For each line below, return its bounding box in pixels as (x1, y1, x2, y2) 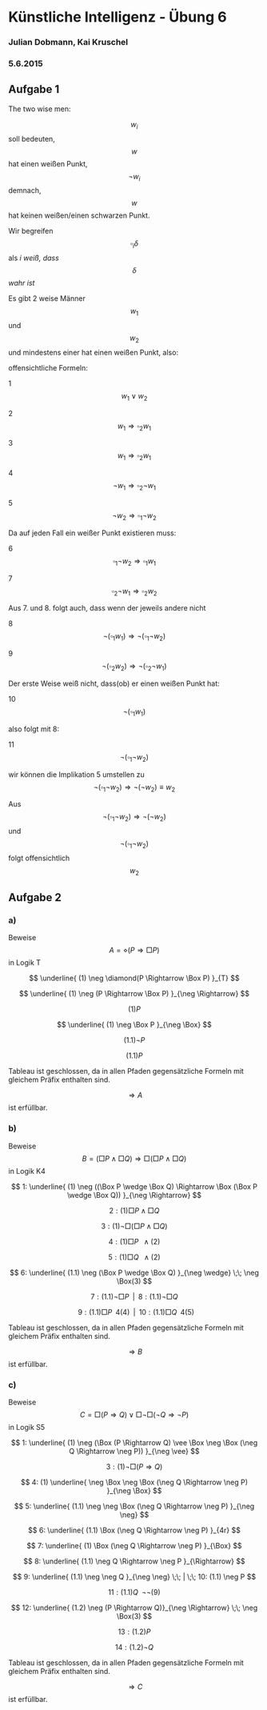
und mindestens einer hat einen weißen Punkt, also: (8, 347, 178, 357)
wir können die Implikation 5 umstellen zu (8, 769, 145, 779)
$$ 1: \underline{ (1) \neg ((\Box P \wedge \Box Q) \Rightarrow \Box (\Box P (10, 1181, 258, 1191)
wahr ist (8, 278, 35, 288)
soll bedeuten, (8, 134, 56, 143)
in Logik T (8, 958, 42, 967)
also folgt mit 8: (8, 724, 60, 734)
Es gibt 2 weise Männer (8, 294, 86, 303)
